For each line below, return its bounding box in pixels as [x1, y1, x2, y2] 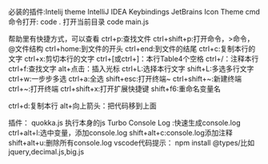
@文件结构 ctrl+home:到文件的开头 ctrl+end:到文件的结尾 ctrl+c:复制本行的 [8, 44, 256, 54]
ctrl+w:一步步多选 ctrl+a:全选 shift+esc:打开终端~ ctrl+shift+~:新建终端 [8, 74, 242, 83]
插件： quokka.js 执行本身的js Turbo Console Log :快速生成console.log [8, 118, 241, 127]
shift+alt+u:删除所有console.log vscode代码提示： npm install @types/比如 [8, 138, 255, 147]
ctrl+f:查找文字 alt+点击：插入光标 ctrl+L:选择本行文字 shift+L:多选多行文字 [8, 64, 254, 74]
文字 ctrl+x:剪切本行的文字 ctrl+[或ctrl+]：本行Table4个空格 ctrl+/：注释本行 [8, 54, 259, 63]
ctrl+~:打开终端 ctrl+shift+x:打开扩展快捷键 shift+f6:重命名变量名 [8, 84, 222, 94]
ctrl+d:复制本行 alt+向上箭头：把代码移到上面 [8, 101, 158, 110]
